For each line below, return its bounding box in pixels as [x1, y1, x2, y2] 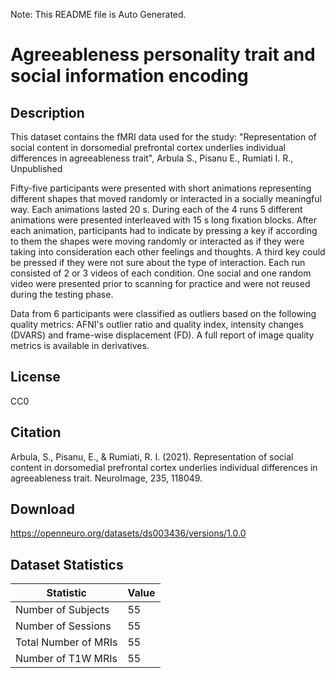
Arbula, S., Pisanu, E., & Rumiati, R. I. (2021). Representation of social [10, 450, 294, 463]
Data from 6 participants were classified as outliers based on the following [10, 308, 317, 319]
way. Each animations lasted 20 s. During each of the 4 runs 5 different [10, 204, 303, 215]
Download [10, 501, 75, 518]
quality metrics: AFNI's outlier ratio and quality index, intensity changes [10, 319, 304, 330]
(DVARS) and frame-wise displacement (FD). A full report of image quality [10, 329, 315, 341]
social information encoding [10, 65, 249, 88]
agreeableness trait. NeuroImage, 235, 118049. [10, 472, 203, 484]
